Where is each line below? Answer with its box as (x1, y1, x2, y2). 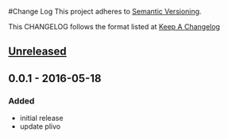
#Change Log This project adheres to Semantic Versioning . (8, 7, 202, 16)
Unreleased (8, 45, 68, 58)
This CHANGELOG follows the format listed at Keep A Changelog (8, 22, 221, 31)
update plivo (19, 122, 61, 131)
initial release (19, 114, 64, 123)
